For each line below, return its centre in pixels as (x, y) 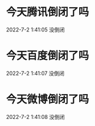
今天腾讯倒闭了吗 (48, 12)
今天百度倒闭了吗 (48, 56)
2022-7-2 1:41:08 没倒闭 (35, 117)
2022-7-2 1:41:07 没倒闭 (35, 73)
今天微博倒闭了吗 (48, 100)
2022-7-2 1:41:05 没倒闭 (35, 30)
